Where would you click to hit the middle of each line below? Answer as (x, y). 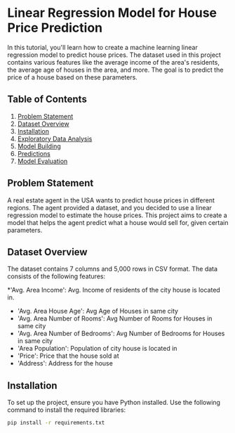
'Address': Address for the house (65, 363)
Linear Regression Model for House (112, 13)
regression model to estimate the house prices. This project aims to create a (117, 215)
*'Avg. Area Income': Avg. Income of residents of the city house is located (114, 290)
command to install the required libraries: (67, 410)
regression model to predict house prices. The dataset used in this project (114, 55)
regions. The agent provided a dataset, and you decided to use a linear (110, 207)
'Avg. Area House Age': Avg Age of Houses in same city (98, 311)
